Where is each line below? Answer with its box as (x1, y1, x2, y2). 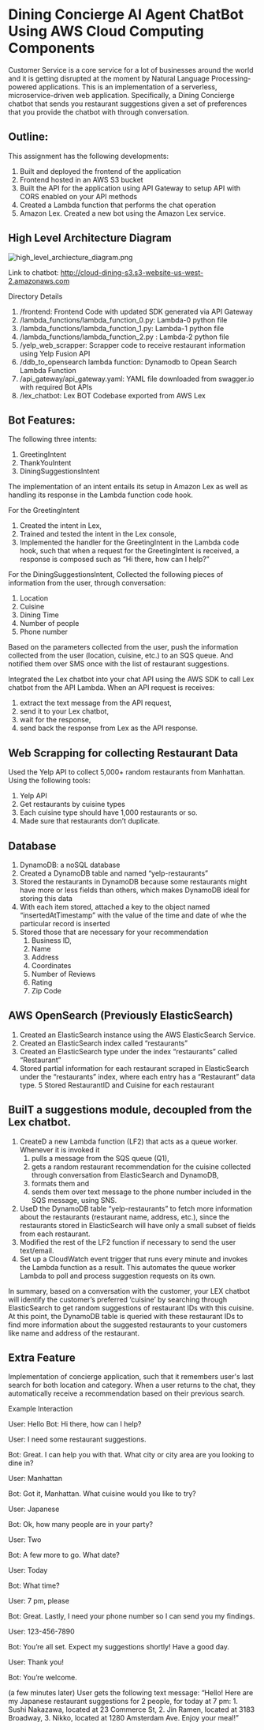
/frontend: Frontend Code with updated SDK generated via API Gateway (19, 307, 254, 316)
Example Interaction (8, 1404, 73, 1414)
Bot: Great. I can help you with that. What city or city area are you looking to (8, 1450, 255, 1460)
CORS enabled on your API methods (19, 191, 138, 201)
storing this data (19, 894, 73, 903)
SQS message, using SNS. (31, 1195, 117, 1204)
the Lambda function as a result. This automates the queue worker (19, 1262, 236, 1272)
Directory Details (8, 291, 63, 301)
